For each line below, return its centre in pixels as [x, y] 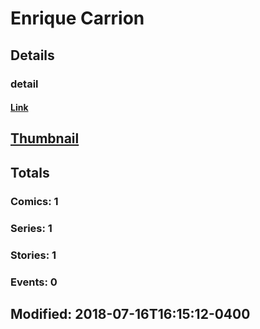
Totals [30, 172]
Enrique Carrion [77, 18]
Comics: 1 [34, 201]
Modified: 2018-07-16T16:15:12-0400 [130, 313]
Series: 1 [31, 228]
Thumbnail [45, 138]
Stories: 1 [33, 255]
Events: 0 [34, 282]
